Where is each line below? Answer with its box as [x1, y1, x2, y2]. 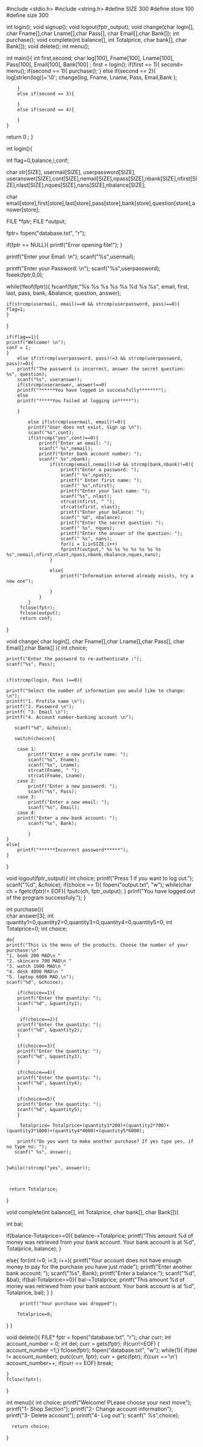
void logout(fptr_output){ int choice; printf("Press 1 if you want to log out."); [6, 875, 194, 882]
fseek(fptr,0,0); [6, 271, 44, 278]
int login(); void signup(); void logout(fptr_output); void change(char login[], [6, 24, 195, 30]
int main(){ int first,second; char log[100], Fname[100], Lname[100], [6, 55, 175, 61]
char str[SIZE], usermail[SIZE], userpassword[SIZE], [6, 169, 136, 175]
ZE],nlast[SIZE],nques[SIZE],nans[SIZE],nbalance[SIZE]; [6, 181, 146, 189]
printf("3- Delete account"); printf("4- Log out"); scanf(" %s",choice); [6, 1412, 180, 1418]
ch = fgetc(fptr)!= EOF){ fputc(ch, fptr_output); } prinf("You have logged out [6, 888, 196, 895]
